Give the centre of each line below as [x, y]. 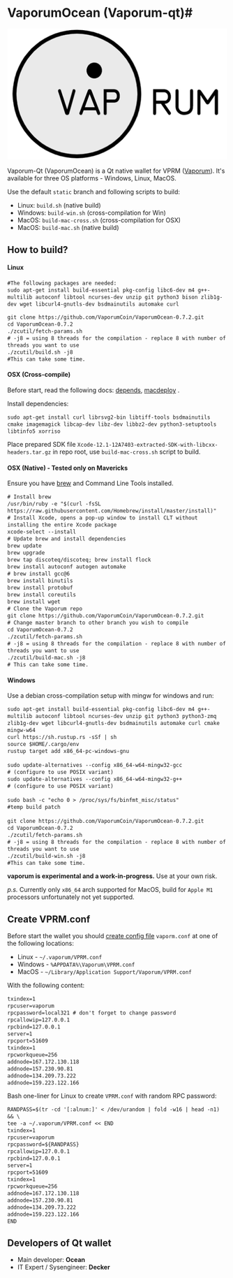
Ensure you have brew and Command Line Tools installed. [90, 483]
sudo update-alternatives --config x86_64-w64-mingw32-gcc [95, 766]
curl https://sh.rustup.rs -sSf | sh [62, 738]
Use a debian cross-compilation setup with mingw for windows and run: [111, 696]
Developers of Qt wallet [59, 1243]
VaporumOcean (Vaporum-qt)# [100, 13]
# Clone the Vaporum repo [45, 609]
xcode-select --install [42, 532]
